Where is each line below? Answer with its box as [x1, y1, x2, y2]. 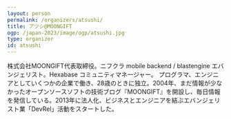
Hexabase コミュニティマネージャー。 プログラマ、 [49, 70, 195, 78]
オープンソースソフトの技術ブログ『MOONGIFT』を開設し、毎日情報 [25, 87, 221, 96]
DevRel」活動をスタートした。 [30, 105, 119, 113]
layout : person [7, 10, 51, 17]
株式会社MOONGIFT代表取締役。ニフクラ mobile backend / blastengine [7, 62, 210, 69]
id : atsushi [7, 42, 41, 49]
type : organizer [7, 36, 54, 43]
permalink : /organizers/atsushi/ [7, 17, 103, 23]
